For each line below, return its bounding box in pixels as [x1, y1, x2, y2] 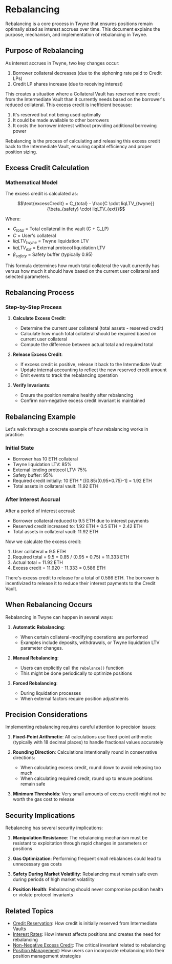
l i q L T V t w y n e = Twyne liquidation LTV [12, 238, 89, 246]
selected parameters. [5, 273, 50, 279]
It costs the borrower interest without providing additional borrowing [12, 122, 157, 129]
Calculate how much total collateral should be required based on [20, 331, 157, 337]
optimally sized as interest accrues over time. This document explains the [5, 26, 160, 32]
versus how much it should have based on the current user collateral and [5, 268, 160, 274]
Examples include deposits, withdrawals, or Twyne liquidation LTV [20, 639, 160, 646]
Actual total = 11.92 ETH [12, 559, 63, 565]
